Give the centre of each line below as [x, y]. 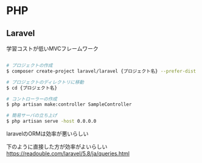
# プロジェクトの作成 [30, 65]
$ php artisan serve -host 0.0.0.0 [51, 121]
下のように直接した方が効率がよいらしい [57, 147]
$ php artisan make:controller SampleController [69, 104]
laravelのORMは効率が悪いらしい [47, 134]
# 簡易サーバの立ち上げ [32, 116]
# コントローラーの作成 [32, 99]
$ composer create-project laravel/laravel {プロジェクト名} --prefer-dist [101, 71]
